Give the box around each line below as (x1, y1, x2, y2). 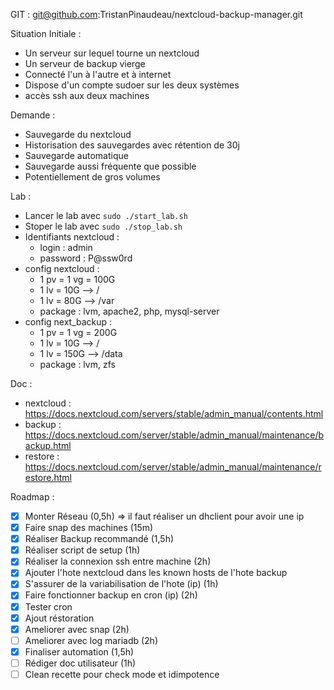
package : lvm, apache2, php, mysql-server (39, 305, 220, 317)
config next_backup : (24, 316, 113, 328)
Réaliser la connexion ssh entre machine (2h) (24, 555, 212, 568)
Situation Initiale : (10, 28, 82, 39)
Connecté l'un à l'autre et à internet (24, 69, 172, 80)
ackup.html (24, 440, 72, 451)
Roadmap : (10, 491, 55, 503)
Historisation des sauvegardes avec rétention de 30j (24, 139, 240, 151)
